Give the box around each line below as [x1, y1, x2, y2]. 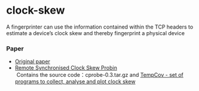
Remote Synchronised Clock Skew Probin [14, 64, 118, 71]
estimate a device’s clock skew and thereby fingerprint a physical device [6, 29, 185, 36]
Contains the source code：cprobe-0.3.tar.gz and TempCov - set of [16, 71, 184, 79]
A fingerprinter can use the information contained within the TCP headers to [6, 23, 194, 30]
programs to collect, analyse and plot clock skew [14, 78, 136, 85]
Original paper [14, 58, 51, 65]
